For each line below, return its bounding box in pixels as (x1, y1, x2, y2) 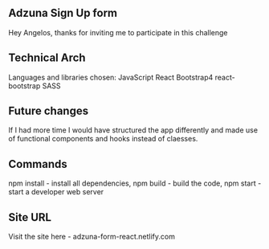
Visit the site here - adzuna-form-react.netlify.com (8, 232, 175, 242)
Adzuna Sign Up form (8, 6, 118, 20)
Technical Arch (8, 51, 86, 65)
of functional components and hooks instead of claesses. (8, 134, 198, 144)
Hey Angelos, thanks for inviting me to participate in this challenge (8, 27, 228, 37)
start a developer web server (8, 187, 104, 197)
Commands (8, 157, 68, 171)
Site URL (8, 210, 52, 224)
